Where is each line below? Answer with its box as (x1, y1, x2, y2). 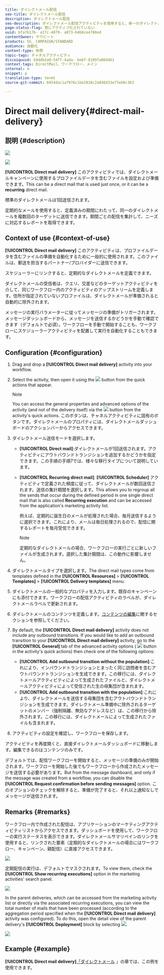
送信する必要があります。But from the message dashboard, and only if (13, 770, 155, 775)
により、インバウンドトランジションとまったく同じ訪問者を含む (23, 665, 152, 671)
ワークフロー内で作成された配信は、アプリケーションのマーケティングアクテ (5, 822, 159, 827)
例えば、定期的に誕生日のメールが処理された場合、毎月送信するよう (19, 513, 157, 519)
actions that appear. (12, 382, 53, 388)
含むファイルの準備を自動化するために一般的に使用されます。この (13, 253, 146, 260)
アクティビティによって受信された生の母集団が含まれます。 (28, 683, 146, 689)
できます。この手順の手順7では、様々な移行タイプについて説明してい (19, 458, 159, 464)
